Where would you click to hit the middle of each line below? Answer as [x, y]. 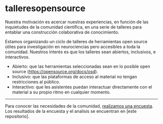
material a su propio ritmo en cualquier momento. [61, 92]
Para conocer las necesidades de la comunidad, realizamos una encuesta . [79, 106]
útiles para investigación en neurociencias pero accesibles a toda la [73, 46]
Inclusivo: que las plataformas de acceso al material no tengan [74, 77]
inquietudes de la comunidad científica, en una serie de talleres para [73, 27]
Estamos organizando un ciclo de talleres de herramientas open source [76, 41]
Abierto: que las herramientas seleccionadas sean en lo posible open [81, 66]
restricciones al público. [36, 82]
